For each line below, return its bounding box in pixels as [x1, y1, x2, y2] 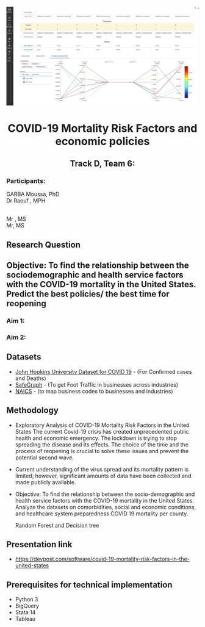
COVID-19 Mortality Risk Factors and [7, 121, 198, 135]
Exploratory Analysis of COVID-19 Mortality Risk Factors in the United [15, 421, 190, 429]
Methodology [6, 405, 59, 415]
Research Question [6, 239, 81, 250]
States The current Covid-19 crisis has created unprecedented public [15, 428, 189, 435]
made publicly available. [15, 478, 76, 485]
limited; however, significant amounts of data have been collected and [15, 472, 192, 479]
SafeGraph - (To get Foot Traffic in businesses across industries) [15, 381, 179, 388]
